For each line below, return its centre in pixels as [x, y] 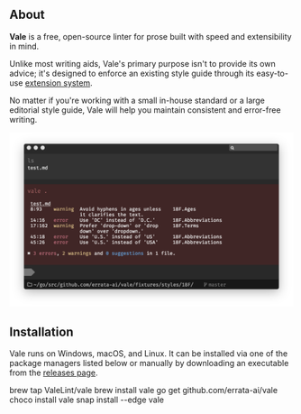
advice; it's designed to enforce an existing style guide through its [132, 73]
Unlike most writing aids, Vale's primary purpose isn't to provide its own [143, 63]
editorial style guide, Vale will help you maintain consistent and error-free [145, 110]
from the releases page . [54, 373]
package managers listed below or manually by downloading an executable [149, 363]
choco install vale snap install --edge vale [87, 400]
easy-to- [272, 73]
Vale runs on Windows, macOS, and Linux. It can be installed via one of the [149, 354]
